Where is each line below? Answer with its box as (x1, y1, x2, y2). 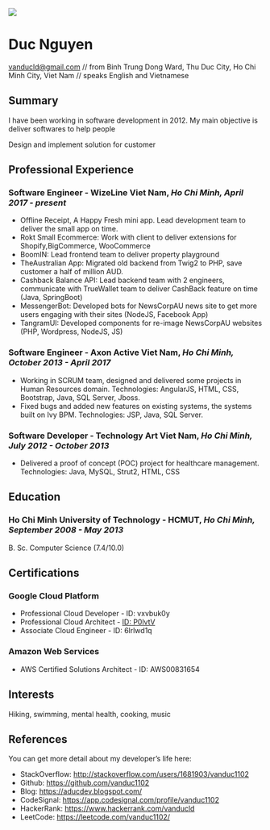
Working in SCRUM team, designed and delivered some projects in (19, 375, 242, 385)
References (8, 732, 68, 746)
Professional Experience (8, 163, 135, 177)
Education (8, 490, 61, 504)
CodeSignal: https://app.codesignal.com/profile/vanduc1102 (19, 795, 220, 805)
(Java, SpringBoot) (19, 293, 83, 302)
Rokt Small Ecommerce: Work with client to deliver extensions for (19, 232, 237, 242)
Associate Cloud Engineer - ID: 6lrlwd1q (19, 626, 152, 636)
